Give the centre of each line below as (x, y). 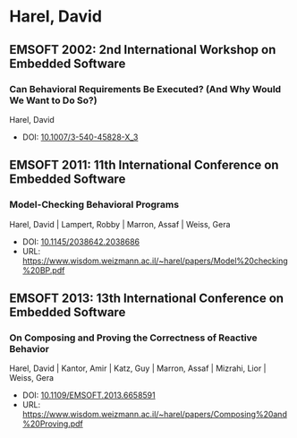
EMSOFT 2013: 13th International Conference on (147, 298)
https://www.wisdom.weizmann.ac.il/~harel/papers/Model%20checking (155, 261)
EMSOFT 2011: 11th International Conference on (144, 165)
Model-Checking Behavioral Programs (94, 205)
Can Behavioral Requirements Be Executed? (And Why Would (145, 89)
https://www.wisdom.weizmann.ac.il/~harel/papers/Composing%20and (155, 415)
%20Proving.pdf (52, 424)
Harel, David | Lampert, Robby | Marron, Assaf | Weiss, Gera (120, 224)
